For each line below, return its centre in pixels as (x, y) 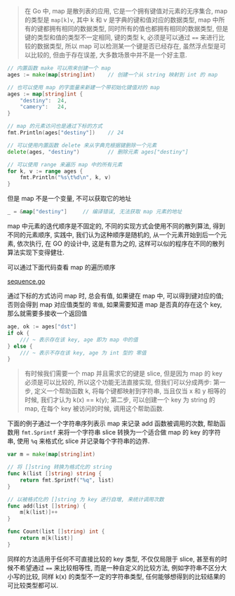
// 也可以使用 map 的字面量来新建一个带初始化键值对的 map (83, 87)
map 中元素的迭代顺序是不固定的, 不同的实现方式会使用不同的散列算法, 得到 (116, 226)
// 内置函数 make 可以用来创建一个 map (59, 68)
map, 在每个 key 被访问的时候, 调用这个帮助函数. (94, 409)
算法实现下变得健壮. (36, 252)
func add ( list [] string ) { (47, 506)
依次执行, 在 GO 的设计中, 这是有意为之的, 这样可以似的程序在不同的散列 (120, 244)
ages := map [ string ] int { (45, 94)
